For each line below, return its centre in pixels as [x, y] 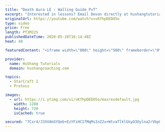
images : [13, 95]
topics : [13, 77]
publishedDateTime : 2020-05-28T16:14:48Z [48, 37]
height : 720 [26, 109]
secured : [14, 122]
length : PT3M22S [22, 32]
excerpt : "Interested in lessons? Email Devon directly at [67, 14]
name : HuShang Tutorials [35, 64]
